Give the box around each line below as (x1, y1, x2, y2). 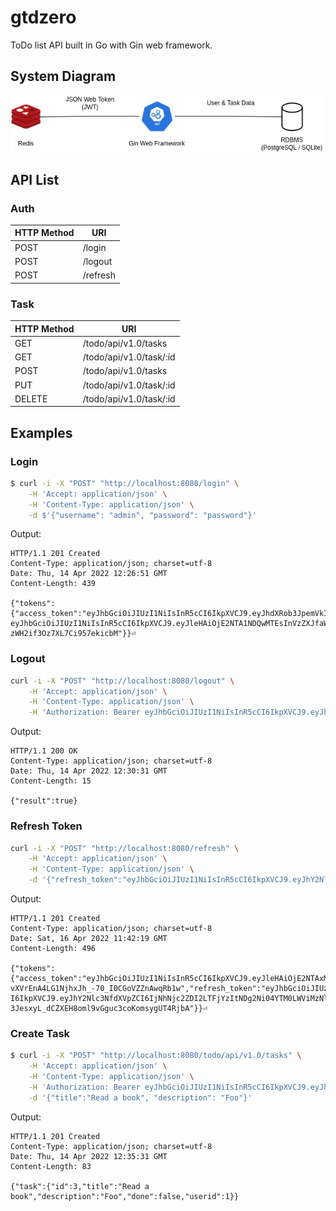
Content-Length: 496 (10, 944, 97, 954)
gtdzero (10, 6, 77, 29)
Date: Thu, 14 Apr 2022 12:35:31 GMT (10, 1151, 168, 1161)
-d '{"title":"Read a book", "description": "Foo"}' (28, 1092, 253, 1103)
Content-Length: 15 (10, 776, 92, 786)
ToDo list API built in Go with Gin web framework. (10, 39, 213, 51)
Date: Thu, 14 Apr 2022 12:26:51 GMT (10, 569, 168, 579)
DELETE (14, 392, 48, 405)
